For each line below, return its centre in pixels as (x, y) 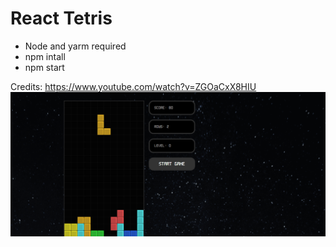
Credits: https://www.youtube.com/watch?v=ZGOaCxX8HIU (133, 86)
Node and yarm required (75, 46)
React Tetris (61, 18)
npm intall (45, 56)
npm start (44, 67)
